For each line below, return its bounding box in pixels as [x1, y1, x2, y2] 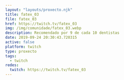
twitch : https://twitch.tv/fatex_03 [9, 68, 86, 73]
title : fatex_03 [5, 12, 39, 17]
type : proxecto [5, 49, 37, 54]
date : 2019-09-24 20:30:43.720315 [5, 35, 77, 40]
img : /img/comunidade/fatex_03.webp [5, 26, 81, 31]
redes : [5, 63, 19, 68]
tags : [5, 53, 16, 59]
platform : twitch [5, 44, 41, 49]
